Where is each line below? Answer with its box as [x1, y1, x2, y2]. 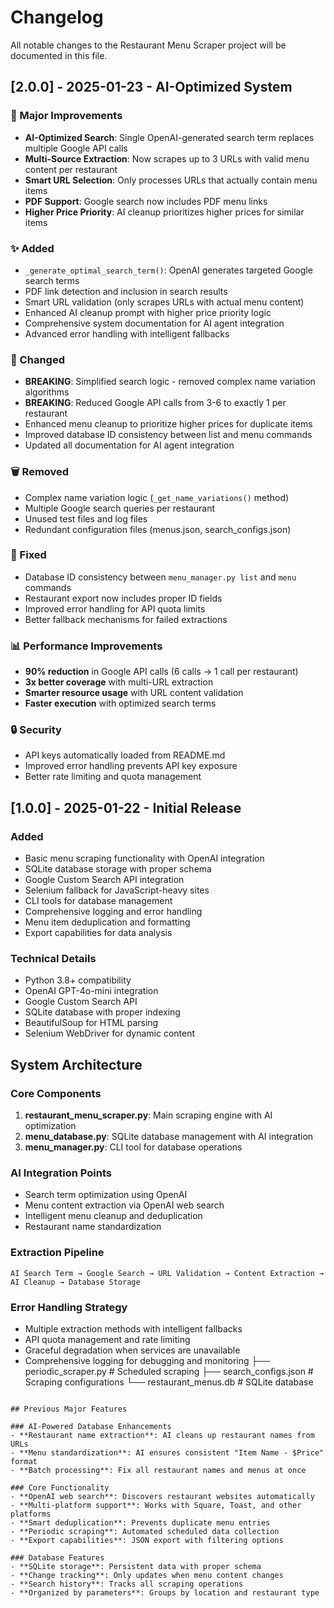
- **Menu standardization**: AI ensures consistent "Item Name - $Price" [10, 1447, 325, 1458]
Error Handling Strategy [10, 1300, 128, 1314]
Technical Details [10, 952, 97, 966]
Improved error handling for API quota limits [24, 602, 206, 615]
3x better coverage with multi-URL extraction [24, 676, 214, 688]
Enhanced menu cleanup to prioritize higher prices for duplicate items [24, 418, 313, 430]
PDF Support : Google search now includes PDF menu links [24, 195, 268, 207]
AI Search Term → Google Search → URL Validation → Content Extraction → [10, 1268, 325, 1278]
